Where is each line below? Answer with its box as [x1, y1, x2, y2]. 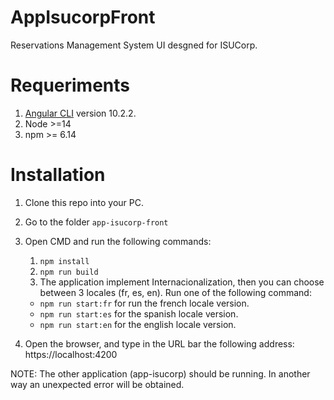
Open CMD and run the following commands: [24, 235, 212, 247]
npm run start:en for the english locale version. [39, 318, 237, 330]
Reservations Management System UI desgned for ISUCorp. [10, 39, 258, 51]
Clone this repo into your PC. [24, 196, 144, 208]
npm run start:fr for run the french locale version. [39, 297, 250, 309]
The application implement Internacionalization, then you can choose [39, 276, 325, 288]
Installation [10, 164, 106, 186]
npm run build [39, 267, 99, 277]
